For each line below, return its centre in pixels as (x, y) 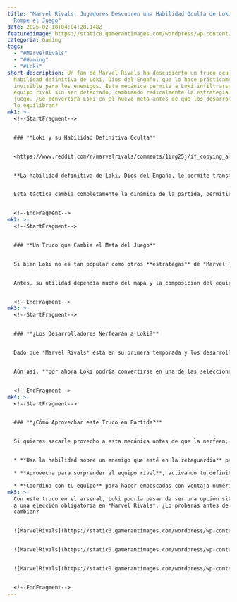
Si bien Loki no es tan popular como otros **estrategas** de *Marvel (120, 264)
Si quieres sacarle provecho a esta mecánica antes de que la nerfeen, (121, 441)
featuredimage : (30, 33)
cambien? (26, 512)
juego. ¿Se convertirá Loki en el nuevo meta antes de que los (108, 99)
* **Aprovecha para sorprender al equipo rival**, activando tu (110, 473)
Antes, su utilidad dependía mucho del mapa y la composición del (113, 283)
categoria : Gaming (34, 40)
